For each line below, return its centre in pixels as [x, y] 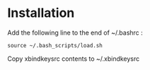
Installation [41, 13]
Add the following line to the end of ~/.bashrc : [75, 33]
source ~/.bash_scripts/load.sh [55, 45]
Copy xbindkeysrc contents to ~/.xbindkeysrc [74, 59]
